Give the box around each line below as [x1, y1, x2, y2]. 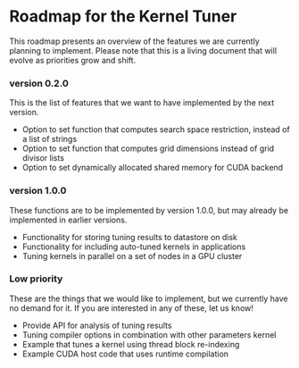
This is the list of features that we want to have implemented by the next [9, 97, 275, 108]
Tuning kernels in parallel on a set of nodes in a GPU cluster [21, 250, 243, 261]
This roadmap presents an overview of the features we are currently [9, 36, 261, 46]
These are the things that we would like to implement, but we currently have [9, 293, 288, 304]
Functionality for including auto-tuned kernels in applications [21, 241, 246, 252]
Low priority [9, 272, 63, 285]
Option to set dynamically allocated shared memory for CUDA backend [21, 163, 284, 173]
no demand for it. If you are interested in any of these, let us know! [9, 302, 254, 314]
